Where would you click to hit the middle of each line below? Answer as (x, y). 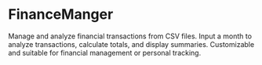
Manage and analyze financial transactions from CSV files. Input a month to (130, 36)
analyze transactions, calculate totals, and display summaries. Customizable (131, 44)
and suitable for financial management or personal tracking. (105, 52)
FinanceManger (61, 14)
